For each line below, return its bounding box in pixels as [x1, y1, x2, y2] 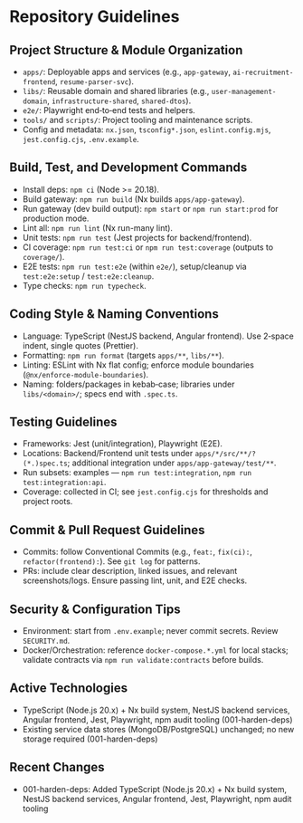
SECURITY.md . [22, 636, 71, 646]
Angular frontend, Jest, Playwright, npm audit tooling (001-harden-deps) [22, 713, 293, 725]
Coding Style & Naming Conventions [9, 306, 219, 322]
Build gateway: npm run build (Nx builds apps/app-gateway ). [22, 193, 245, 205]
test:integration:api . [22, 477, 107, 488]
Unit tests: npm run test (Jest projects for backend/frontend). [22, 232, 252, 243]
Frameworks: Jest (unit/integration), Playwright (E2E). [22, 438, 223, 449]
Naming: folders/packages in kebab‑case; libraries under [22, 378, 235, 389]
